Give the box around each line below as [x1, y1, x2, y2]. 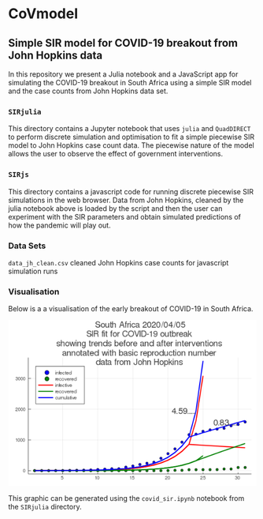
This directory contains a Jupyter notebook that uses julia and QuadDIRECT [8, 124, 251, 134]
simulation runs [8, 266, 58, 276]
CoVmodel [8, 5, 79, 23]
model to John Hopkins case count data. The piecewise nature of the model [8, 141, 254, 150]
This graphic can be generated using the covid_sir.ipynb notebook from [8, 494, 245, 503]
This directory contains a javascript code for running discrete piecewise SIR [8, 186, 254, 196]
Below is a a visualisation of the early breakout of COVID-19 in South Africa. [8, 304, 254, 314]
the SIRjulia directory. [8, 502, 82, 512]
